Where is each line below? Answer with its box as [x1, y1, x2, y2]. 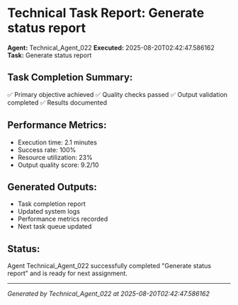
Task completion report [17, 200, 86, 208]
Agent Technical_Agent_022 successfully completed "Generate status [7, 262, 211, 270]
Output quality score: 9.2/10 [17, 161, 99, 169]
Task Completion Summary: [7, 71, 133, 84]
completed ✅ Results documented [7, 98, 108, 107]
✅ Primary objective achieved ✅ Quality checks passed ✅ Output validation [7, 90, 228, 98]
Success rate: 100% [17, 145, 76, 154]
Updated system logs [17, 207, 80, 216]
